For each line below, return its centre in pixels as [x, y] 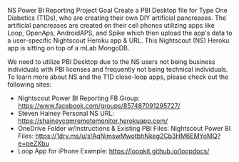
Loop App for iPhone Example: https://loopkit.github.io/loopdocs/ [113, 151]
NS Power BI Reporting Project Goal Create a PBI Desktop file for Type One [118, 10]
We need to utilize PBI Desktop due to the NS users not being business [111, 62]
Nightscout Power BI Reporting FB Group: [79, 98]
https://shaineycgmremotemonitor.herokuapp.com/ [93, 121]
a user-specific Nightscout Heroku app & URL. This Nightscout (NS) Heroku [118, 40]
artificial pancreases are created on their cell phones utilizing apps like [111, 25]
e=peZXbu [34, 144]
